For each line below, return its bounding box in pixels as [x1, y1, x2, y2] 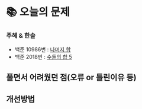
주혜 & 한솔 [6, 32, 35, 40]
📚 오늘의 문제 [6, 5, 70, 19]
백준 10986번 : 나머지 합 [14, 46, 71, 53]
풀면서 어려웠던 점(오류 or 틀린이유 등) [6, 72, 137, 82]
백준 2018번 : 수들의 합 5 [14, 54, 72, 61]
